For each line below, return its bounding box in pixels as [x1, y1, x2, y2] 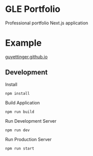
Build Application [5, 99, 40, 105]
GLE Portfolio [5, 3, 61, 15]
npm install [5, 91, 30, 96]
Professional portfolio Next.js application [5, 20, 89, 26]
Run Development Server [5, 118, 57, 124]
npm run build [5, 109, 35, 114]
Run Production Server [5, 136, 52, 142]
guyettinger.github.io [5, 54, 48, 60]
